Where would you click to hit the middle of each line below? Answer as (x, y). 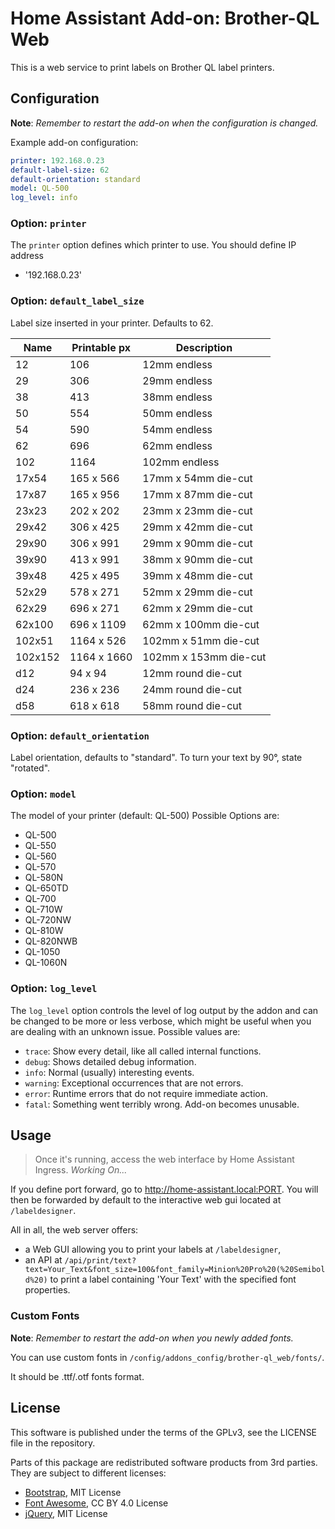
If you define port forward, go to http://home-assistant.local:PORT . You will (164, 1189)
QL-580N (44, 878)
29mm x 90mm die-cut (197, 543)
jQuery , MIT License (66, 1513)
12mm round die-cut (192, 673)
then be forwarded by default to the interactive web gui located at (146, 1200)
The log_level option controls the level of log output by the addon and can (164, 1010)
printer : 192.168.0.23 (57, 160)
